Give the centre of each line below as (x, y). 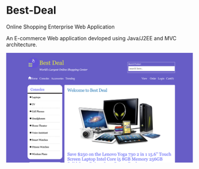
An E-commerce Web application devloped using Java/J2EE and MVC (91, 38)
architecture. (22, 44)
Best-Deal (31, 10)
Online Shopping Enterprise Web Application (60, 27)
